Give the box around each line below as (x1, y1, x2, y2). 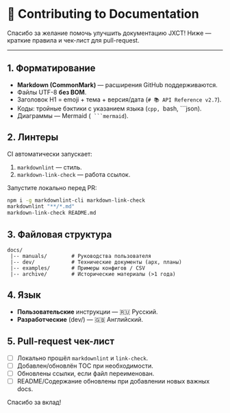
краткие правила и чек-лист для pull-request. (7, 36, 140, 44)
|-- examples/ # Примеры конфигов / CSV (10, 265, 146, 272)
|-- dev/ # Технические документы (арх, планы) (10, 259, 183, 265)
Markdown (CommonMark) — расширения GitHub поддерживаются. (16, 80, 218, 88)
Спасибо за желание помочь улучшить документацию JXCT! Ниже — (7, 29, 212, 37)
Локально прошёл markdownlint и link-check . (16, 353, 149, 362)
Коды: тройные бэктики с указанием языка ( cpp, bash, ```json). (16, 104, 202, 113)
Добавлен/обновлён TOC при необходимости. (16, 362, 154, 370)
